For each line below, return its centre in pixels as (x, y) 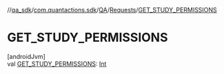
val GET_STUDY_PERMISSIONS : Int (57, 64)
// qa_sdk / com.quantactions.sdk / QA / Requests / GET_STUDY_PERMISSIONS (112, 10)
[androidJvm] (27, 56)
